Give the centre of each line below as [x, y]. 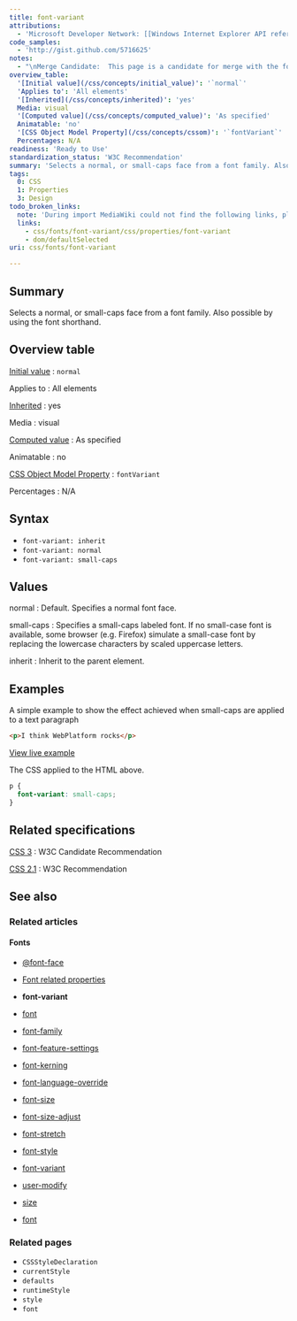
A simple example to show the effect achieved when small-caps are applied [147, 710]
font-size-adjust [51, 1117]
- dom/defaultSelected [67, 240]
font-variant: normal [61, 550]
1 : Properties [43, 190]
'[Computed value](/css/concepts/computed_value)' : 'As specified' [144, 116]
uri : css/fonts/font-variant [63, 248]
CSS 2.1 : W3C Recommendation [69, 869]
